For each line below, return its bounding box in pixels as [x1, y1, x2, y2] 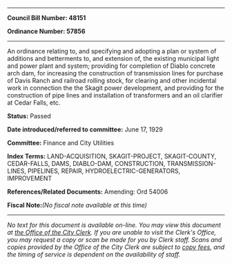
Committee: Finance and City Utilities [7, 139, 115, 147]
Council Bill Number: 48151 [7, 14, 86, 21]
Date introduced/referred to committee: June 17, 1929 [7, 125, 164, 134]
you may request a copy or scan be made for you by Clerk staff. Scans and [7, 236, 222, 244]
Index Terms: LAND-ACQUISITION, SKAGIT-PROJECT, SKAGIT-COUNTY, [7, 152, 217, 160]
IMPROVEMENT [7, 174, 52, 182]
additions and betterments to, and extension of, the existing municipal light [7, 55, 220, 62]
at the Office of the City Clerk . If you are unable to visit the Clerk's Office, [7, 228, 217, 236]
